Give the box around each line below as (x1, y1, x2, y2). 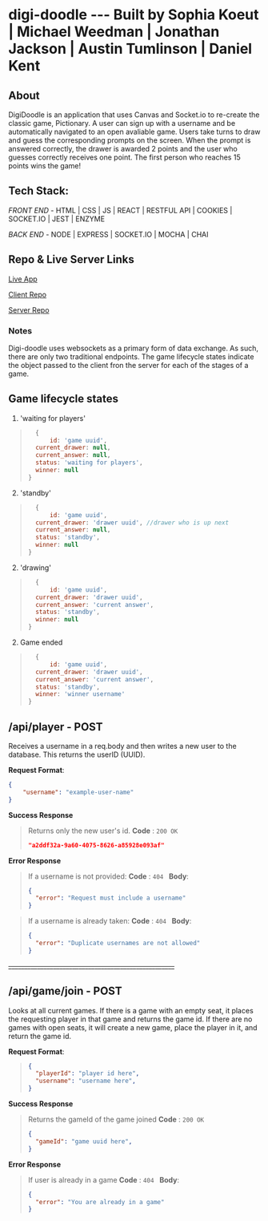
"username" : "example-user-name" (22, 788, 134, 796)
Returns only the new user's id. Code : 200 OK (27, 826, 178, 835)
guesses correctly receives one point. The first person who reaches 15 (8, 152, 242, 162)
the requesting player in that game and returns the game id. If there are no (8, 1014, 253, 1024)
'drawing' (19, 563, 52, 572)
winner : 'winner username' (35, 690, 126, 698)
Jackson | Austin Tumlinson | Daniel (8, 40, 253, 58)
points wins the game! (8, 161, 82, 170)
